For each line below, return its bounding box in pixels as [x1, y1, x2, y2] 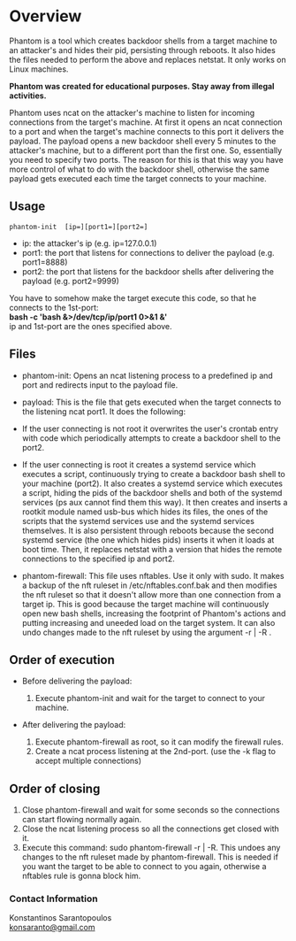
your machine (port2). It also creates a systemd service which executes [21, 478, 283, 489]
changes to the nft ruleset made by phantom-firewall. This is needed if [21, 852, 278, 862]
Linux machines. [9, 64, 69, 74]
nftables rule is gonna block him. [21, 870, 141, 882]
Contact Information [9, 892, 99, 905]
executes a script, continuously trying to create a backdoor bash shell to [21, 468, 285, 479]
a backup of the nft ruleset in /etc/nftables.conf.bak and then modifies [21, 580, 277, 590]
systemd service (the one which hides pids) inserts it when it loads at [21, 534, 275, 545]
